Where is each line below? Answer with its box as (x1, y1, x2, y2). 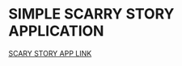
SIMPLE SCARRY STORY (8, 5, 175, 23)
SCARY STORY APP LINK (8, 48, 92, 58)
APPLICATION (8, 22, 104, 40)
